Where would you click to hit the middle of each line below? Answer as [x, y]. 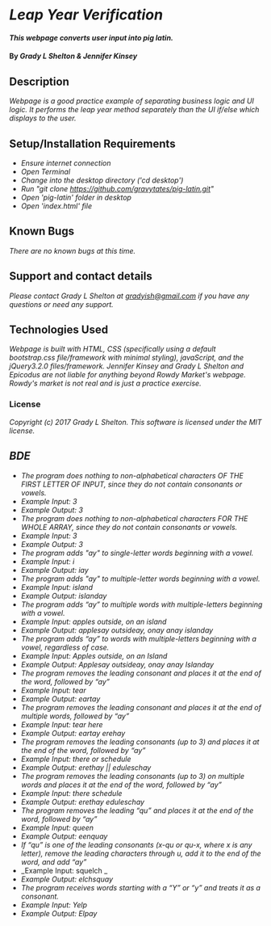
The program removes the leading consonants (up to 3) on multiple [133, 776]
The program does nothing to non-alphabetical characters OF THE [132, 475]
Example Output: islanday [64, 596]
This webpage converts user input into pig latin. [92, 37]
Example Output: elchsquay [67, 879]
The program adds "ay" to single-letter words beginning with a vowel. [137, 553]
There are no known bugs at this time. [73, 250]
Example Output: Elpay [59, 913]
